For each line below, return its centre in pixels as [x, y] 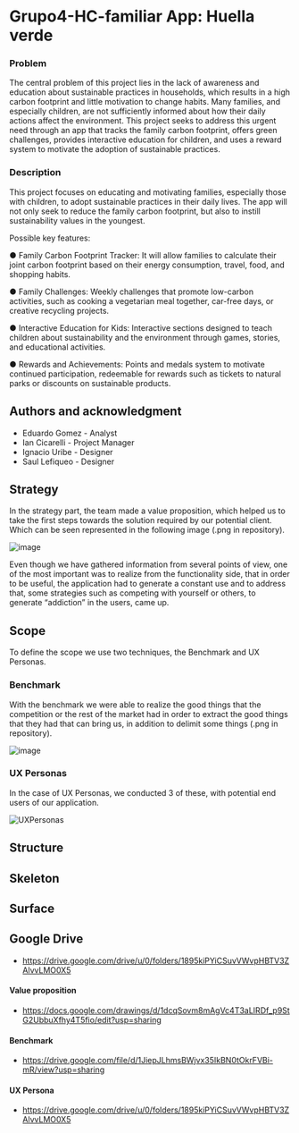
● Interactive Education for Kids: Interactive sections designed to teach [141, 327]
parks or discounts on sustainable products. [90, 383]
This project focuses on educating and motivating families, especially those [148, 192]
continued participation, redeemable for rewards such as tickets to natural [145, 374]
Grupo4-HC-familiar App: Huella [132, 17]
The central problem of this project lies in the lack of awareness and [134, 83]
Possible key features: [50, 238]
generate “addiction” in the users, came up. [89, 603]
